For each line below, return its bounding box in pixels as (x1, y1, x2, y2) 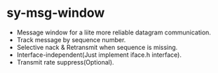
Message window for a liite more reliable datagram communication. (16, 28, 212, 36)
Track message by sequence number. (16, 35, 126, 44)
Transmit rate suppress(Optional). (16, 58, 114, 66)
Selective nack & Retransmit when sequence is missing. (16, 43, 178, 51)
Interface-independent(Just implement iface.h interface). (16, 51, 182, 59)
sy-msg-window (6, 5, 105, 21)
